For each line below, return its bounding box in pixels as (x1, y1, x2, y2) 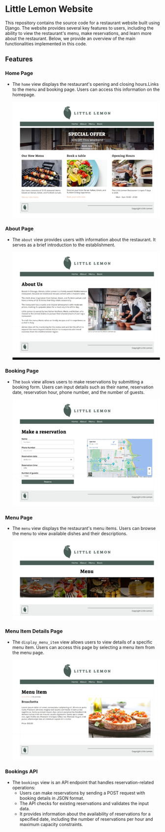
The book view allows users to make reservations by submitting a (12, 378, 143, 384)
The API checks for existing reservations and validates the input (19, 800, 149, 806)
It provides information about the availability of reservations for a (19, 811, 151, 817)
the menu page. (12, 649, 45, 655)
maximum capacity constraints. (19, 821, 83, 827)
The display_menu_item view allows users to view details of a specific (12, 639, 153, 645)
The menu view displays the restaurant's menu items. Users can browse (12, 525, 156, 531)
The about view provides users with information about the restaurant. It (12, 236, 156, 242)
